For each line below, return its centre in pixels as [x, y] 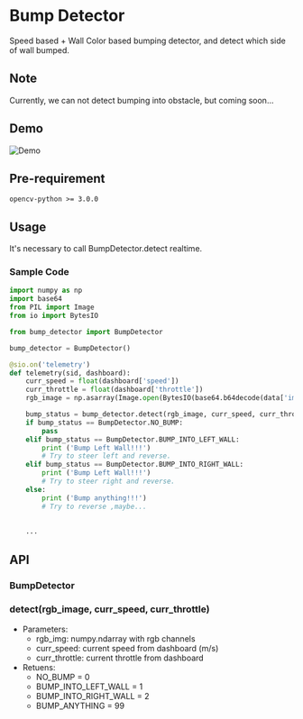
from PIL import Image [52, 307]
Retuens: [39, 667]
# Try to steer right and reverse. [109, 482]
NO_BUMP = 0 [63, 677]
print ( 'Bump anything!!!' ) [94, 498]
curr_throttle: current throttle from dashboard [120, 658]
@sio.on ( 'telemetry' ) [50, 364]
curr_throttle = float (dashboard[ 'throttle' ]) [115, 390]
